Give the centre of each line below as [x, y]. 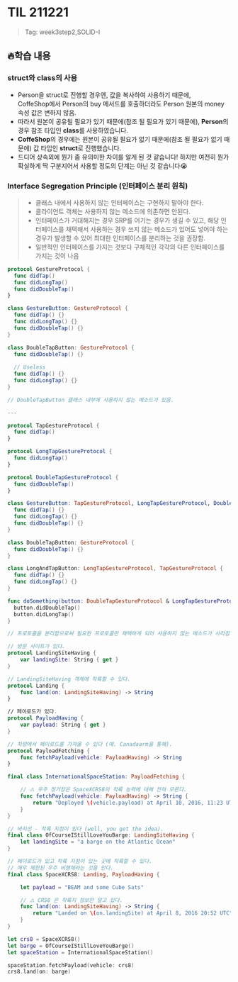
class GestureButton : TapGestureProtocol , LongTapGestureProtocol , [109, 503]
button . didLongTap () [44, 614]
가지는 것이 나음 [57, 255]
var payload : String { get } [63, 725]
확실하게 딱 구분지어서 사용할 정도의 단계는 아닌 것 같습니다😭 [102, 166]
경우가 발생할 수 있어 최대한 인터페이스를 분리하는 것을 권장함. [120, 238]
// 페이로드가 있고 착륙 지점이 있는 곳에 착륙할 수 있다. [80, 861]
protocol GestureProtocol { [49, 269]
